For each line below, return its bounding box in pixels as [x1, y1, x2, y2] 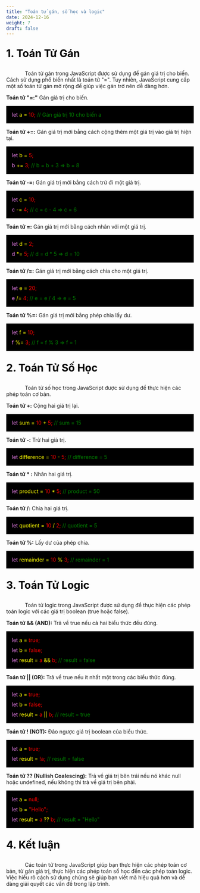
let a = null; [11, 796, 39, 803]
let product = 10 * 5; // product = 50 [11, 488, 100, 495]
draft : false [6, 25, 39, 32]
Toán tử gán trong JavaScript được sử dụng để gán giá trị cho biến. [24, 70, 189, 77]
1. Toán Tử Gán [6, 47, 80, 60]
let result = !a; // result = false [11, 755, 85, 763]
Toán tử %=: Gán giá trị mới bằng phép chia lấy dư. [6, 312, 132, 319]
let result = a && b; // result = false [11, 657, 96, 664]
